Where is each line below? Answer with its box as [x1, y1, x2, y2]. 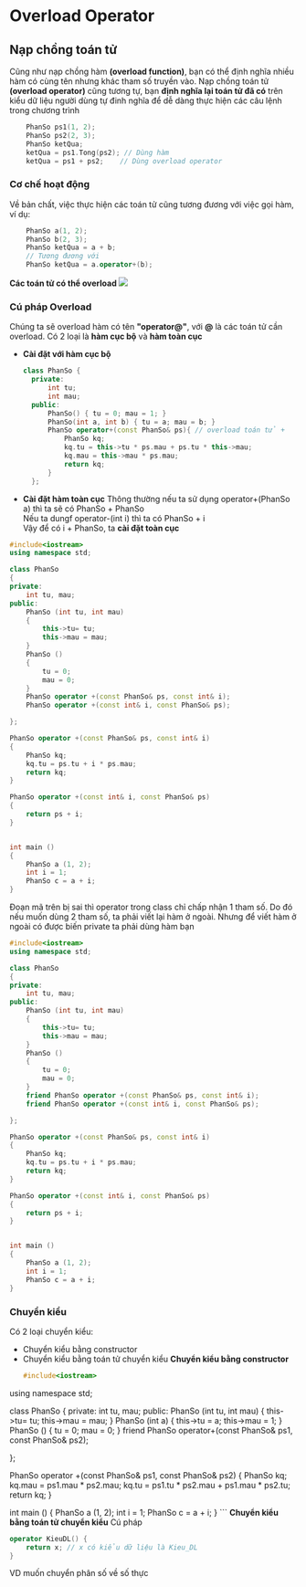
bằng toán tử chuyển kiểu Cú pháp [9, 1517, 143, 1528]
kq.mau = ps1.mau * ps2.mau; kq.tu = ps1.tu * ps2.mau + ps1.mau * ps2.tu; [9, 1479, 290, 1490]
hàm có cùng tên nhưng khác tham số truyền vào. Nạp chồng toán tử [9, 76, 269, 87]
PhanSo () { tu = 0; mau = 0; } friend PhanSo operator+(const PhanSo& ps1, [9, 1424, 293, 1435]
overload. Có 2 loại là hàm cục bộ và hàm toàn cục [9, 331, 203, 342]
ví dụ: [9, 208, 31, 219]
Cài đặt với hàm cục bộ [22, 349, 111, 360]
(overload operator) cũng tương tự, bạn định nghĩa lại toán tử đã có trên [9, 86, 283, 96]
